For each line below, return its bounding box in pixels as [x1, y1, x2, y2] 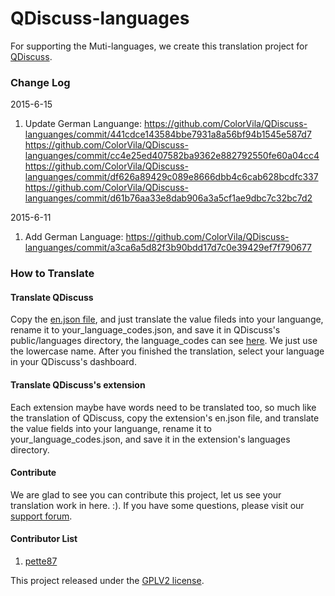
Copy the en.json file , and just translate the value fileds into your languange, [10, 313, 324, 326]
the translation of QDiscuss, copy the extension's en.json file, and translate [10, 412, 320, 424]
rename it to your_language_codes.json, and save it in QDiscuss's [10, 324, 281, 336]
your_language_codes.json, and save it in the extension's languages [10, 433, 291, 445]
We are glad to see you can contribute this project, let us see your [10, 488, 282, 501]
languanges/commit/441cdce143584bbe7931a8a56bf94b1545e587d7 [24, 128, 312, 141]
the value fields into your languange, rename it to [10, 422, 213, 434]
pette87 [24, 555, 58, 567]
